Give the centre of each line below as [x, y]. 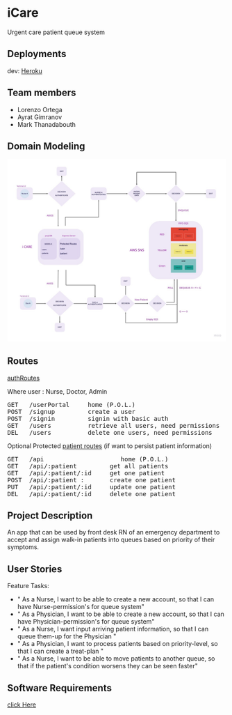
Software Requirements [60, 688]
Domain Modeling [46, 146]
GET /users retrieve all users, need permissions [114, 425]
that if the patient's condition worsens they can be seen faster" [107, 666]
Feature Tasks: [28, 586]
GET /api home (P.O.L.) [88, 459]
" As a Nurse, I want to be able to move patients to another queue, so [116, 659]
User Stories [35, 569]
